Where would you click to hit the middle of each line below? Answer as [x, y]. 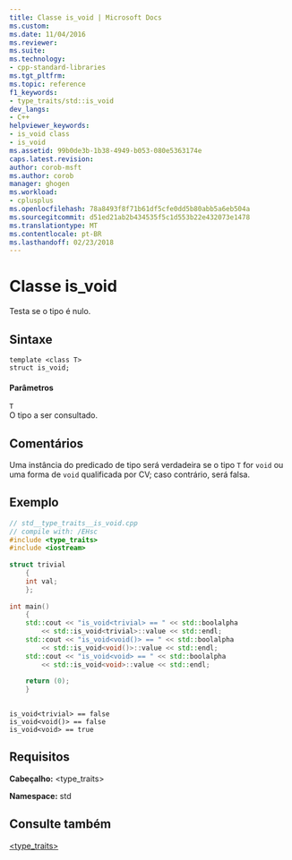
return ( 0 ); [47, 681]
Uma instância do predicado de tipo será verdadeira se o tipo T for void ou [146, 465]
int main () [30, 606]
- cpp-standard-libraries [57, 68]
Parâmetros [31, 387]
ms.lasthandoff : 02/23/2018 [62, 243]
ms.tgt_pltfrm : [38, 76]
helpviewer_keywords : [50, 126]
